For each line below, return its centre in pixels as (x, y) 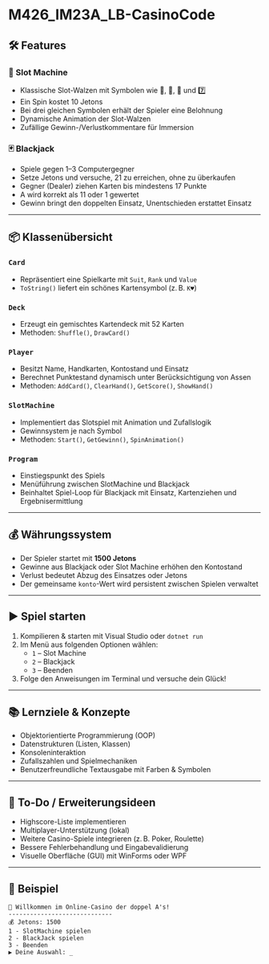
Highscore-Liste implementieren (73, 822)
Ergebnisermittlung (51, 501)
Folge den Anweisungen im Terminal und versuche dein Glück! (123, 678)
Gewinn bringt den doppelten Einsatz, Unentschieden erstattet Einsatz (136, 203)
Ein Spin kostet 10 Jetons (61, 101)
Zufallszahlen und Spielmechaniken (78, 761)
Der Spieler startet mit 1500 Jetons (78, 558)
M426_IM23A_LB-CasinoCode (112, 15)
